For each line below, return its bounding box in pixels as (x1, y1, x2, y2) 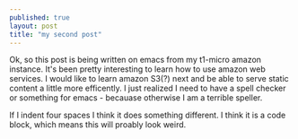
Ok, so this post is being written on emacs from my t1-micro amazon (9, 55, 262, 65)
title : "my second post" (9, 30, 102, 39)
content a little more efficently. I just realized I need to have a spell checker (9, 83, 286, 94)
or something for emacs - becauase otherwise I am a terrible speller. (9, 92, 263, 103)
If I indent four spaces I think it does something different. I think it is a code (9, 109, 286, 121)
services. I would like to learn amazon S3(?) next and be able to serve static (9, 74, 289, 84)
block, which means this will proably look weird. (9, 119, 187, 130)
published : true (9, 13, 70, 22)
